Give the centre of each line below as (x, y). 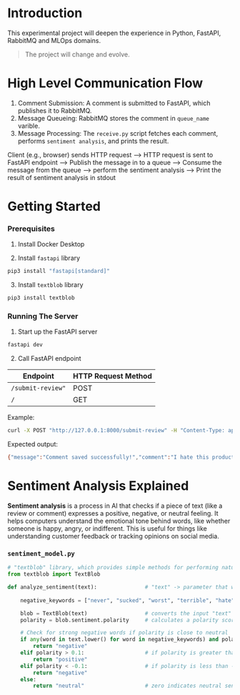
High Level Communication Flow (105, 83)
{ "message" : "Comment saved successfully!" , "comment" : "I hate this (108, 457)
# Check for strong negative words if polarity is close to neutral (124, 633)
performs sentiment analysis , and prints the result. (93, 141)
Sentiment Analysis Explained (98, 486)
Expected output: (33, 444)
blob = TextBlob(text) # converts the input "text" (126, 613)
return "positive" (60, 659)
